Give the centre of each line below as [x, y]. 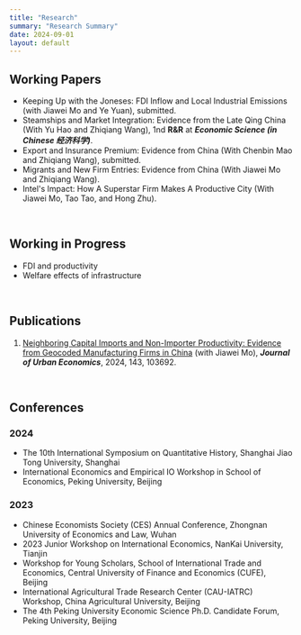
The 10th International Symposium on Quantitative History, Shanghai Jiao [157, 453]
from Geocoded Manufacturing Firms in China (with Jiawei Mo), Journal [156, 352]
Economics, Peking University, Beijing [92, 482]
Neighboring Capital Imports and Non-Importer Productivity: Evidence [152, 342]
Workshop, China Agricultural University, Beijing [111, 601]
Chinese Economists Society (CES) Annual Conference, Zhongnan [145, 524]
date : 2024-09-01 [42, 34]
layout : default [40, 43]
